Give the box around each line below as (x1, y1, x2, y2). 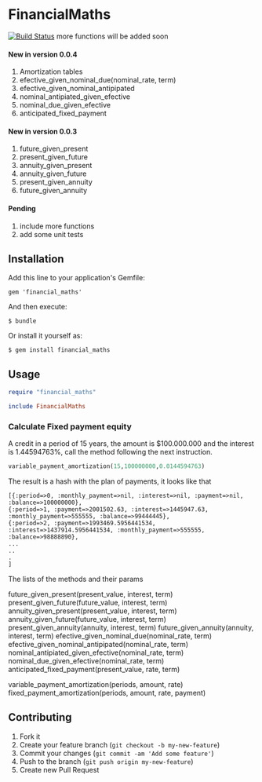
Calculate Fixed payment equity (8, 421, 132, 432)
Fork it (19, 732, 41, 741)
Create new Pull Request (19, 765, 100, 774)
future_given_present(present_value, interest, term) (8, 590, 173, 599)
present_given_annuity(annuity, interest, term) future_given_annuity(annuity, (8, 623, 254, 633)
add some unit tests (19, 229, 84, 239)
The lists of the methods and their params (8, 575, 144, 584)
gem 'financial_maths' (8, 288, 82, 296)
